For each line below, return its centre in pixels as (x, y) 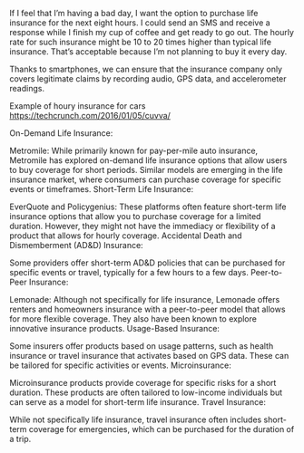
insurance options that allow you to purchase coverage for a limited (135, 216)
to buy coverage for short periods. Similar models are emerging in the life (146, 170)
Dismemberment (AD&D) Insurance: (76, 245)
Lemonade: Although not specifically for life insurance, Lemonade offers (145, 299)
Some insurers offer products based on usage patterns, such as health (142, 346)
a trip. (20, 439)
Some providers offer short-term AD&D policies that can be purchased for (147, 263)
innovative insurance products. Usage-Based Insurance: (115, 328)
